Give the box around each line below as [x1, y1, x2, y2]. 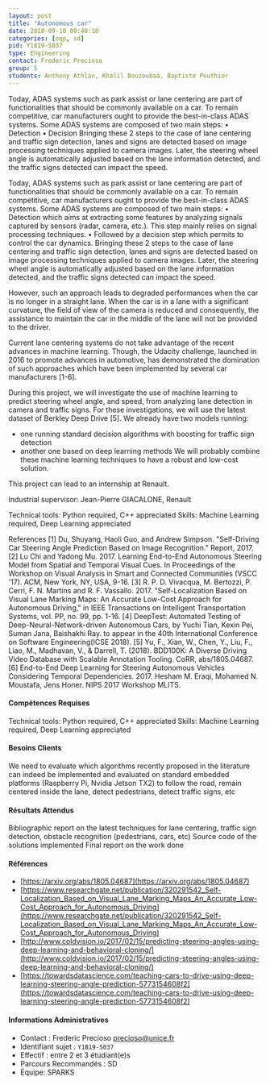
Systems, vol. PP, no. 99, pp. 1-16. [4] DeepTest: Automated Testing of [8, 611, 241, 621]
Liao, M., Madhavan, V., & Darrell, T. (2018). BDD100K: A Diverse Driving [8, 646, 247, 655]
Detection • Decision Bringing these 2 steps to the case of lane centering [8, 128, 251, 138]
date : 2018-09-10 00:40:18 [8, 27, 99, 35]
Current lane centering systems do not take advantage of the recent [8, 338, 235, 347]
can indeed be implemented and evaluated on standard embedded [8, 770, 230, 779]
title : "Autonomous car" [8, 19, 92, 27]
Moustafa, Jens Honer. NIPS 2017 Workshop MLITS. [8, 680, 181, 689]
